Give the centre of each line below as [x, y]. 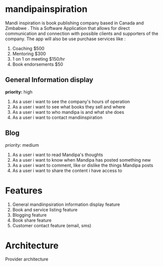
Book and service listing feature [45, 209]
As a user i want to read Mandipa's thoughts [58, 155]
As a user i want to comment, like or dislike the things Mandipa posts [83, 165]
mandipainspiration [46, 9]
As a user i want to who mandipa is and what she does [68, 112]
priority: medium [22, 145]
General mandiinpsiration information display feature [66, 204]
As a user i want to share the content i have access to [67, 171]
